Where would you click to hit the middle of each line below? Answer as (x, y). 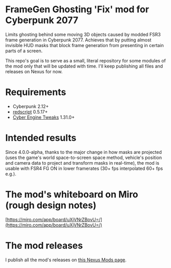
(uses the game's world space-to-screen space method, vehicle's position (84, 158)
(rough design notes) (51, 205)
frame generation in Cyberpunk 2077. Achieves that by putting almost (78, 40)
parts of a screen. (24, 51)
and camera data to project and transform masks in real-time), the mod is (82, 163)
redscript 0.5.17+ (30, 111)
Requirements (36, 92)
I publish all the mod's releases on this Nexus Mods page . (66, 260)
